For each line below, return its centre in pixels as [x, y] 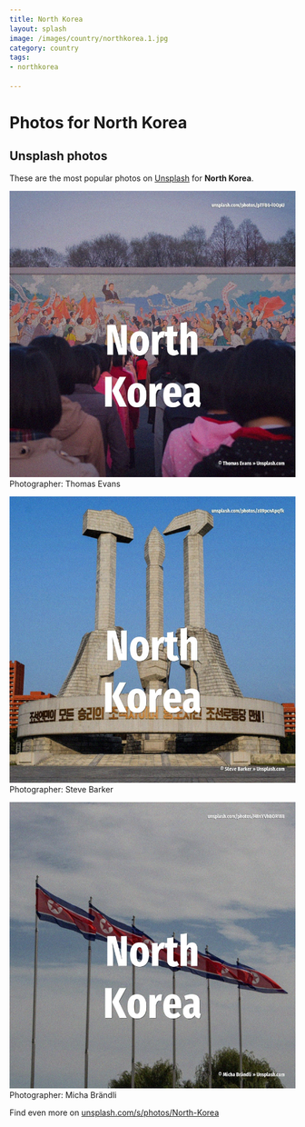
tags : [20, 58]
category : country [44, 48]
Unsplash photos [59, 156]
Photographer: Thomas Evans [65, 484]
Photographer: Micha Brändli [63, 1094]
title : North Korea [46, 19]
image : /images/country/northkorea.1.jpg [89, 38]
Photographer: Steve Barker [61, 789]
